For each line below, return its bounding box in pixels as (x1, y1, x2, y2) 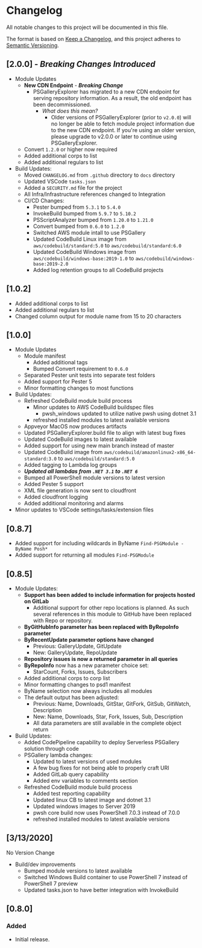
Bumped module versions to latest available (24, 867, 133, 874)
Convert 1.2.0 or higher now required (24, 145, 118, 153)
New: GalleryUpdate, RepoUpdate (33, 649, 118, 656)
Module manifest (24, 352, 66, 359)
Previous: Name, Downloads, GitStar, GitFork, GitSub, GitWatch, (33, 700, 191, 707)
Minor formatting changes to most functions (24, 384, 134, 392)
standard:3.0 (24, 456, 57, 462)
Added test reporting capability (33, 790, 110, 797)
